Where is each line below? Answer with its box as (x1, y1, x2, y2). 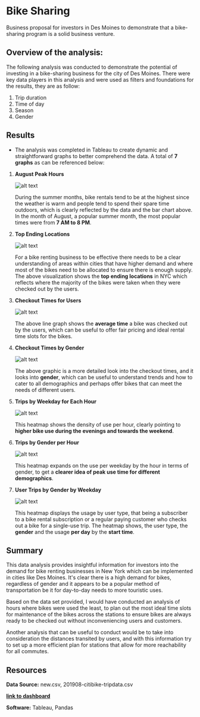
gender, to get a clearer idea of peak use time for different (14, 468, 161, 475)
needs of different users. (14, 386, 76, 393)
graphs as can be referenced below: (14, 159, 105, 166)
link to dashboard (6, 693, 51, 700)
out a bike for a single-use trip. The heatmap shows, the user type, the (14, 522, 188, 529)
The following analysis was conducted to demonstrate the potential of (6, 63, 177, 70)
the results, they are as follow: (6, 82, 80, 89)
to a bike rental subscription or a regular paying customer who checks (14, 515, 187, 523)
